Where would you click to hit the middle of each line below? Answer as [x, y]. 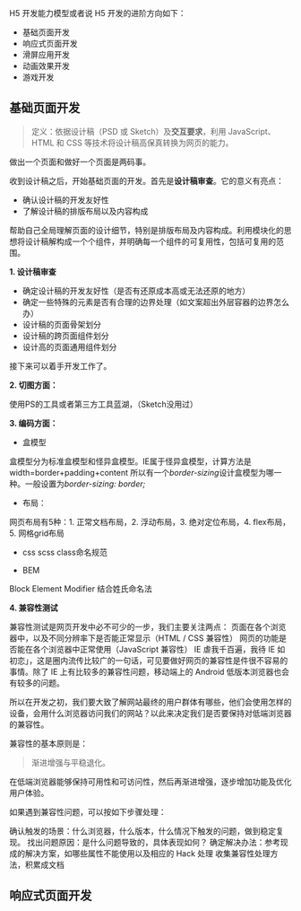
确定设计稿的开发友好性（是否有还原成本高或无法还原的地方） [136, 291]
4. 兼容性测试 [34, 608]
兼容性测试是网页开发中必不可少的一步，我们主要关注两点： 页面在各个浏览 [148, 626]
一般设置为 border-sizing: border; [85, 484]
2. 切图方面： [34, 385]
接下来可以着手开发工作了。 [60, 365]
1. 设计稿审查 [33, 271]
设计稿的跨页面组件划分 [65, 336]
